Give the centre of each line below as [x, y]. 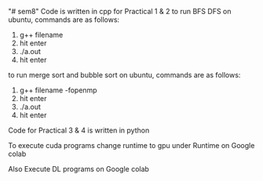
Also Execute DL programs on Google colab [79, 169]
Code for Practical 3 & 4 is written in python [79, 130]
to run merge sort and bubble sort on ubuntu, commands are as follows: [124, 75]
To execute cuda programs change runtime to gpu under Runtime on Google [131, 145]
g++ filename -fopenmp [58, 90]
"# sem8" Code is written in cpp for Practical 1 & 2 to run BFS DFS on [120, 11]
